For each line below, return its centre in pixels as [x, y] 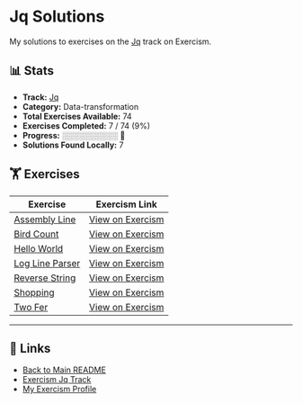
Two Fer [31, 307]
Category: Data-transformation [80, 106]
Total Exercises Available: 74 [77, 116]
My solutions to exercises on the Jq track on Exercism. [111, 41]
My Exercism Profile [59, 390]
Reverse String [45, 278]
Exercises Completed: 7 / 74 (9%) [86, 125]
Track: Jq [40, 97]
